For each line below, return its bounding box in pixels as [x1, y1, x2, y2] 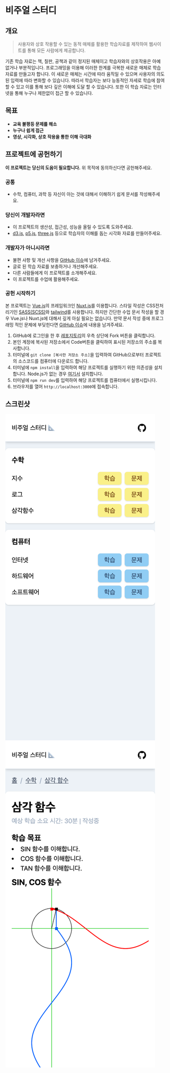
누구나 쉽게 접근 [12, 127, 44, 133]
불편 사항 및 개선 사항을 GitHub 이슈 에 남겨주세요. [12, 257, 111, 263]
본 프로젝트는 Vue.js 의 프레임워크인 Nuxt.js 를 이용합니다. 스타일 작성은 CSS [5, 302, 156, 308]
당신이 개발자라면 [5, 211, 45, 218]
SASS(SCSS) [18, 309, 46, 315]
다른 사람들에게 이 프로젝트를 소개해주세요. [12, 270, 97, 276]
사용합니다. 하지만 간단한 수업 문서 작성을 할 [72, 309, 159, 315]
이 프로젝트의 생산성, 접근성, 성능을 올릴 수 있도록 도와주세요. [12, 224, 133, 230]
